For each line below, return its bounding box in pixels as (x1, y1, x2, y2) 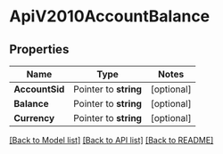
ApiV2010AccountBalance (9, 6, 211, 27)
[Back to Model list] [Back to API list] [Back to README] (9, 135, 214, 145)
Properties (9, 42, 70, 57)
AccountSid (13, 83, 65, 95)
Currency (13, 112, 55, 124)
